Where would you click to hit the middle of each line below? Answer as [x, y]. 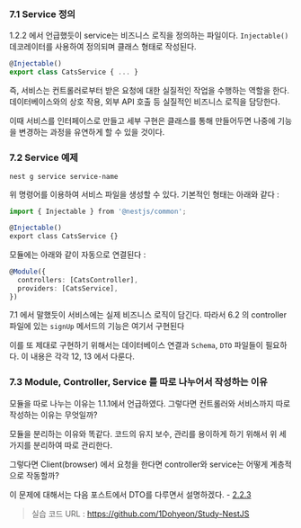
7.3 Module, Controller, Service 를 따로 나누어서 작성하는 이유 [138, 382]
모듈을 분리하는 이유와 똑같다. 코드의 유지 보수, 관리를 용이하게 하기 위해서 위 [143, 434]
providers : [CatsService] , [68, 288]
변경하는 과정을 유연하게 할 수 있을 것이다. [92, 132]
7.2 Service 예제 [44, 157]
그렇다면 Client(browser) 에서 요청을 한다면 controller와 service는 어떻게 [139, 464]
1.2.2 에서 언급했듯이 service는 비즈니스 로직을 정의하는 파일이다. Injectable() [149, 36]
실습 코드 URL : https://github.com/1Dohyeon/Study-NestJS [140, 514]
